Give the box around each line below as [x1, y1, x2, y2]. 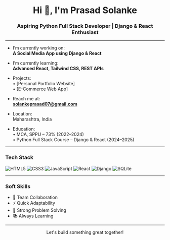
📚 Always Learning [12, 213, 54, 219]
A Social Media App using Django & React [12, 50, 102, 56]
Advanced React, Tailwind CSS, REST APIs [12, 66, 104, 72]
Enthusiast [71, 29, 99, 36]
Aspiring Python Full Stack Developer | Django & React [17, 23, 153, 30]
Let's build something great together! [46, 229, 124, 235]
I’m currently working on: [12, 45, 65, 51]
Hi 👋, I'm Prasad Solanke [32, 5, 138, 16]
